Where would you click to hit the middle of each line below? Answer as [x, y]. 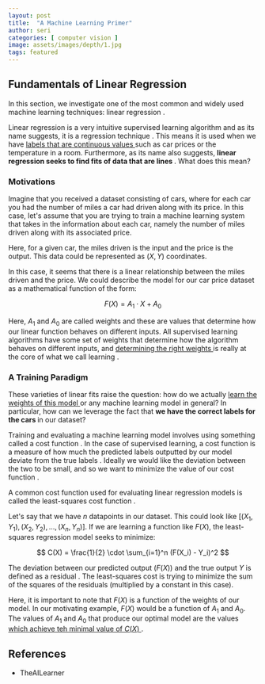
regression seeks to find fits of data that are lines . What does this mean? [129, 161]
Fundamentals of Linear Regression [98, 84]
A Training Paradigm [48, 377]
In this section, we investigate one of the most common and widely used [126, 103]
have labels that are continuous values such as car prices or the [112, 144]
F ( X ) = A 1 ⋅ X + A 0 [133, 304]
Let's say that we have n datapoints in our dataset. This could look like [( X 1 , [131, 518]
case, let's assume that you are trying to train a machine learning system [127, 216]
